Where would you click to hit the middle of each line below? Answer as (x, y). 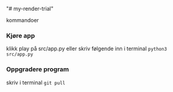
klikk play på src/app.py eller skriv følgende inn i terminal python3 (87, 49)
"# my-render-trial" (30, 9)
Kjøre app (21, 35)
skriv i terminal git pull (36, 82)
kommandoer (22, 20)
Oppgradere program (38, 69)
